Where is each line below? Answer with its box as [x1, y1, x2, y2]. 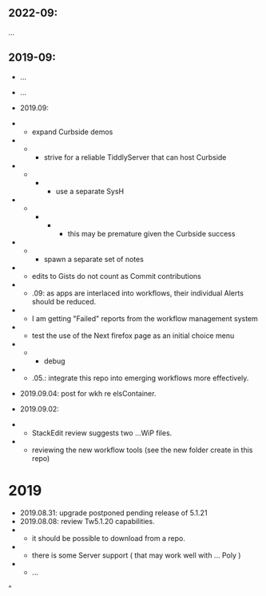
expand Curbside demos [31, 127, 113, 137]
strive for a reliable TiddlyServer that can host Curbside [43, 152, 227, 162]
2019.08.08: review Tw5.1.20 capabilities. [19, 516, 155, 526]
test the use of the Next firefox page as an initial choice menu [31, 331, 235, 340]
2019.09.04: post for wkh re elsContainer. [19, 388, 157, 398]
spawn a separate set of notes [43, 254, 144, 264]
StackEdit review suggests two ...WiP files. [31, 427, 173, 438]
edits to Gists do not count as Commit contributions [31, 271, 201, 280]
